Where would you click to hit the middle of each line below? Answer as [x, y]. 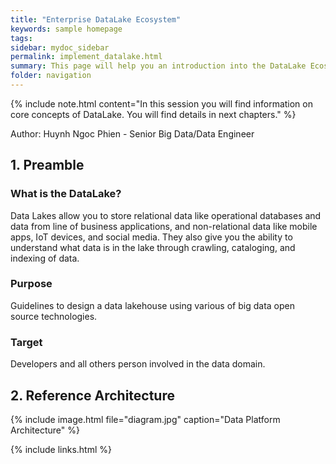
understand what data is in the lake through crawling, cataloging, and [153, 247]
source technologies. [54, 316]
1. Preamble [47, 165]
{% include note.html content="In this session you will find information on [161, 103]
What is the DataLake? [66, 194]
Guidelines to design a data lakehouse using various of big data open [152, 305]
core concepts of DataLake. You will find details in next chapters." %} [153, 114]
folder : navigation [51, 76]
